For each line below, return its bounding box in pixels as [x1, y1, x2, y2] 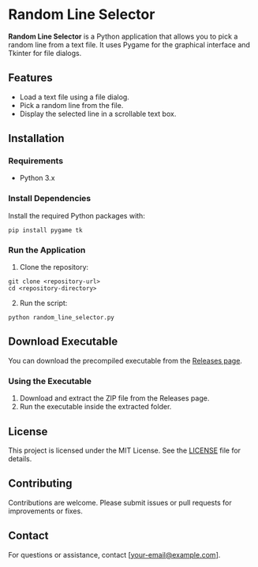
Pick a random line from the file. [19, 100, 124, 110]
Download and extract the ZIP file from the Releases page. [19, 394, 210, 403]
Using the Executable [8, 375, 92, 386]
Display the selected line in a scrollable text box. [19, 109, 177, 118]
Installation [8, 132, 65, 145]
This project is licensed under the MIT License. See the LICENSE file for [8, 446, 241, 455]
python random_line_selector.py [8, 314, 114, 322]
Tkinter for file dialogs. [8, 48, 82, 58]
